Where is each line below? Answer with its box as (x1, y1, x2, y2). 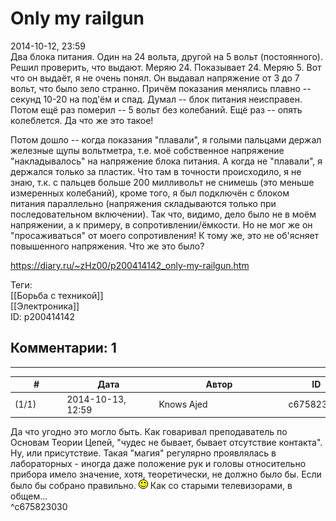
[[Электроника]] (10, 300, 80, 312)
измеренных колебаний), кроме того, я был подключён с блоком (10, 187, 290, 199)
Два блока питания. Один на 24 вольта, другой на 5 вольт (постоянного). (10, 50, 323, 62)
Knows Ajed (158, 398, 208, 410)
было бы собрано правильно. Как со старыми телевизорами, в (10, 480, 293, 491)
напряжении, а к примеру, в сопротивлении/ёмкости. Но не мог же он (10, 218, 313, 231)
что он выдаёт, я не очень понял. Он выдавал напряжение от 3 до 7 (10, 72, 300, 84)
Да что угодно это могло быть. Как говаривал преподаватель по (10, 426, 288, 437)
